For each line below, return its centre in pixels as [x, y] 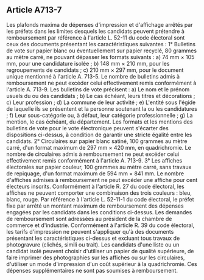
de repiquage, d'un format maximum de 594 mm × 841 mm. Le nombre [95, 173]
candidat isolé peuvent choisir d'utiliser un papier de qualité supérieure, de [100, 251]
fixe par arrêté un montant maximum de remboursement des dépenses [95, 206]
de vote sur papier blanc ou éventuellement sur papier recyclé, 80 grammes [101, 51]
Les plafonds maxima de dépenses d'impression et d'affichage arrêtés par [100, 24]
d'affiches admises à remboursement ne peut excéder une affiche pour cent [102, 180]
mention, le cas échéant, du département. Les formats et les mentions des [100, 122]
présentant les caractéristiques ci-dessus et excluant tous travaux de [93, 238]
